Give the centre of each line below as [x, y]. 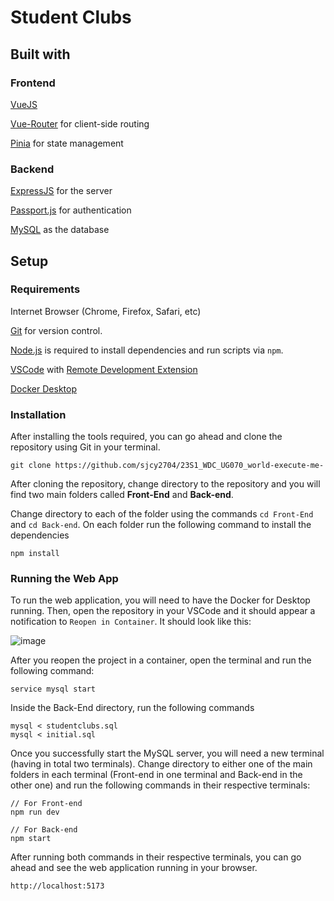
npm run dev [35, 812]
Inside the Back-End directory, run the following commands [132, 708]
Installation [38, 414]
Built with [40, 54]
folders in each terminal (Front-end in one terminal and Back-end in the [156, 775]
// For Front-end [46, 804]
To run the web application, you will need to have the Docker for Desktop [160, 600]
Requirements [45, 289]
